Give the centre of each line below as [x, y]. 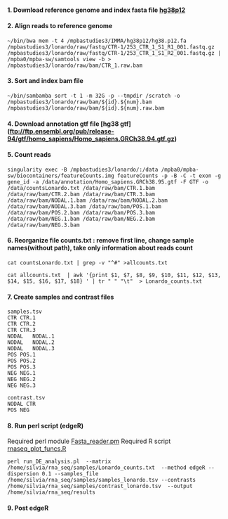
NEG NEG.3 [22, 386]
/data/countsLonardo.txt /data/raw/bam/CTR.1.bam [81, 188]
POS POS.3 [22, 367]
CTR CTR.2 [22, 324]
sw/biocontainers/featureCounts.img [61, 176]
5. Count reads [29, 155]
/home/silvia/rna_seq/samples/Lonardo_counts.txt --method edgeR [106, 468]
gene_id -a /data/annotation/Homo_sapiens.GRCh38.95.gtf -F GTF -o [108, 182]
